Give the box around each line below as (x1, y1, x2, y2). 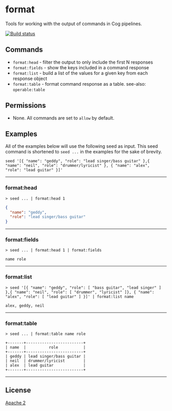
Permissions (5, 101, 46, 110)
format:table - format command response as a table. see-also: (12, 81, 146, 87)
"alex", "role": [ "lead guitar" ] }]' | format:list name (5, 294, 134, 299)
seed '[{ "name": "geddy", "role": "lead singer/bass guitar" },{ (5, 159, 150, 164)
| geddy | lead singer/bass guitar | (5, 354, 86, 359)
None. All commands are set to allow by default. (12, 114, 115, 121)
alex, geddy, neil (5, 303, 45, 308)
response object (12, 75, 48, 82)
